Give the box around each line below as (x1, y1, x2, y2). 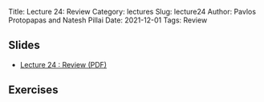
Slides (8, 39, 40, 52)
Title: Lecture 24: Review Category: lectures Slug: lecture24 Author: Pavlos (8, 7, 257, 16)
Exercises (8, 84, 59, 97)
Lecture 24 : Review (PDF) (19, 59, 107, 69)
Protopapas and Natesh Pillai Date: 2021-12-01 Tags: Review (8, 15, 208, 25)
